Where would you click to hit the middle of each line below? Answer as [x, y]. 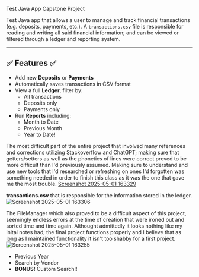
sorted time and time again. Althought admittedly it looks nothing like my [94, 226]
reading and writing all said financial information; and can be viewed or [93, 33]
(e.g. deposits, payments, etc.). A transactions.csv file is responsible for [95, 26]
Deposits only [40, 103]
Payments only [42, 109]
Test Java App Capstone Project [45, 9]
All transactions [43, 96]
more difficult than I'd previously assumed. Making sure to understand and [97, 165]
